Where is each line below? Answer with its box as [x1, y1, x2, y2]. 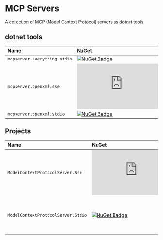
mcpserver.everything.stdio [7, 56, 72, 61]
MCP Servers [5, 3, 60, 14]
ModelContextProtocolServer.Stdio [7, 212, 87, 218]
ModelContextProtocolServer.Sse [7, 170, 82, 175]
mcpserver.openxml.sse [7, 83, 60, 89]
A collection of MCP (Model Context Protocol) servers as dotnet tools [5, 19, 144, 25]
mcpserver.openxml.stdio [7, 111, 65, 117]
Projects [5, 127, 31, 135]
